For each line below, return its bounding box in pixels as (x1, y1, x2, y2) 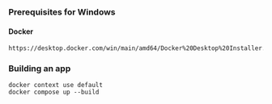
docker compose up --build (8, 88, 100, 97)
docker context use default (8, 81, 104, 89)
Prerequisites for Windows (8, 6, 116, 18)
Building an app (8, 63, 71, 74)
